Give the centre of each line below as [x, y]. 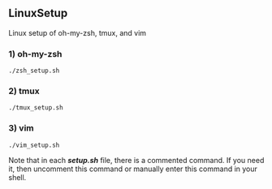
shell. [17, 177]
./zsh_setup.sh [34, 71]
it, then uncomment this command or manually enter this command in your [133, 169]
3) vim [21, 128]
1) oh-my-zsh [35, 54]
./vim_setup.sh [34, 145]
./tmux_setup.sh [36, 108]
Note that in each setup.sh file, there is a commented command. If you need [136, 160]
